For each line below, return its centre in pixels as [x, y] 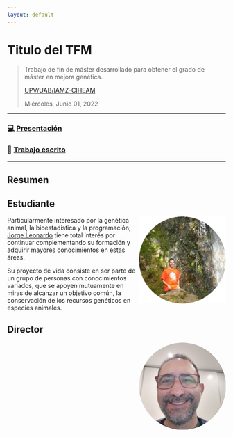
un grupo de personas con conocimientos [67, 278]
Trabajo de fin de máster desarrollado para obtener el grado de [114, 69]
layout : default [31, 15]
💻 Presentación [35, 129]
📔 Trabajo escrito [36, 150]
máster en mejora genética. [63, 77]
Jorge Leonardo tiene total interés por [61, 235]
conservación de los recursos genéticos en [69, 300]
